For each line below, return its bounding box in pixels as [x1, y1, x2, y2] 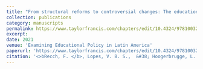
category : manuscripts [6, 20, 63, 26]
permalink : [6, 25, 34, 32]
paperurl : [6, 48, 31, 54]
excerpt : [6, 31, 28, 37]
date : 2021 [6, 37, 34, 43]
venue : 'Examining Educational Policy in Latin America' [6, 43, 153, 49]
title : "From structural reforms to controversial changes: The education [6, 8, 199, 15]
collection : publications [6, 14, 71, 20]
